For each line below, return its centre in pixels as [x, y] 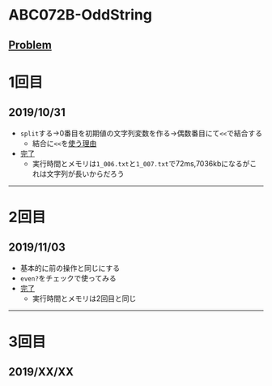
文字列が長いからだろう [85, 174]
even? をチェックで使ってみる [68, 278]
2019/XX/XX [41, 372]
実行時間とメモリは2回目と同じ [84, 298]
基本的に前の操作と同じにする [70, 268]
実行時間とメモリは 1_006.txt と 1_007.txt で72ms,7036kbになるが [141, 163]
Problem [30, 45]
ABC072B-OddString [80, 15]
